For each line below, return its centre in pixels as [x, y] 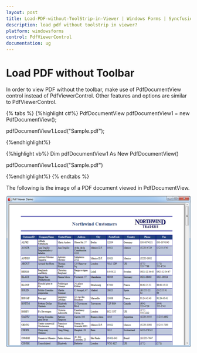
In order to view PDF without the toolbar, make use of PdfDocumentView [94, 89]
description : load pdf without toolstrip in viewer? [72, 25]
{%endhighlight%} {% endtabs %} [48, 176]
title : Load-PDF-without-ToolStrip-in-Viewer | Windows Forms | [86, 19]
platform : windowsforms [35, 31]
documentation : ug [28, 43]
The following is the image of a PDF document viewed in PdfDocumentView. [98, 187]
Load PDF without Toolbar [70, 73]
